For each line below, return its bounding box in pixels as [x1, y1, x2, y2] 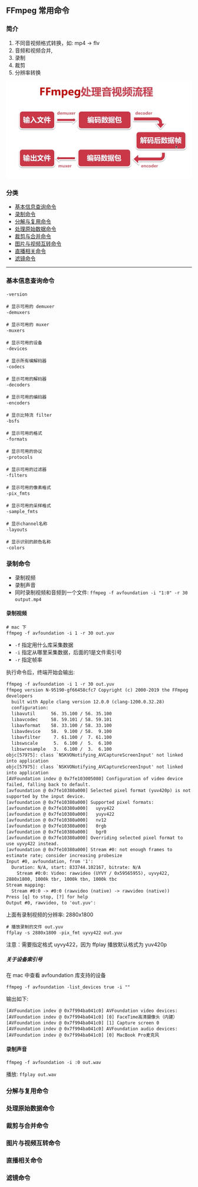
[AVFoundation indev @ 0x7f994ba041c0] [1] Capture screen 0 [6, 1020, 160, 1026]
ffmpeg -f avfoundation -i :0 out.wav [6, 1060, 101, 1066]
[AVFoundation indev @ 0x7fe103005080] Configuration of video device [6, 776, 183, 782]
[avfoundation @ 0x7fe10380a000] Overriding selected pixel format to [6, 835, 183, 841]
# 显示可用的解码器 [6, 376, 47, 382]
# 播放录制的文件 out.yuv [6, 924, 64, 930]
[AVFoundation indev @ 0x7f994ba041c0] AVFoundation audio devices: [6, 1026, 178, 1032]
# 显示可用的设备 [6, 339, 42, 346]
